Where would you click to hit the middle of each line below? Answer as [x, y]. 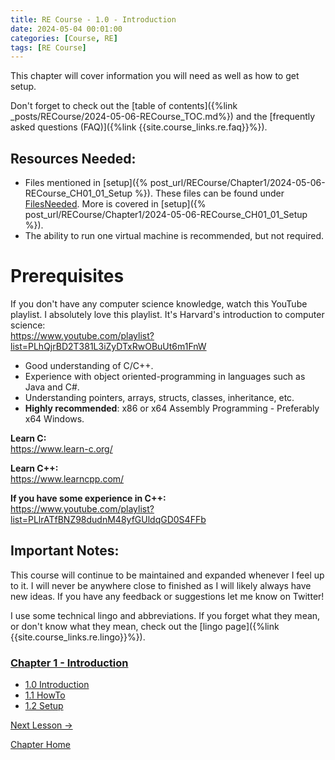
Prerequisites [67, 276]
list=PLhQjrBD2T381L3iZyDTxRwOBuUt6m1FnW [108, 346]
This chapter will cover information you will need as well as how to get [155, 76]
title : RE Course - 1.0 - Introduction [93, 19]
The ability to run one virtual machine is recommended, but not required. [174, 236]
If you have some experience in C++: [88, 498]
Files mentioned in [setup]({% [86, 183]
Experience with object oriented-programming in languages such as [165, 376]
